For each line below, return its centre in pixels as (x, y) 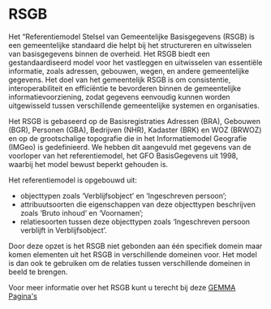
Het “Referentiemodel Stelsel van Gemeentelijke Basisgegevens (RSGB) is (132, 36)
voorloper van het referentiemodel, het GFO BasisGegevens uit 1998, (123, 156)
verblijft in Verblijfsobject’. (63, 230)
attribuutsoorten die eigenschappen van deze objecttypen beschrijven (138, 204)
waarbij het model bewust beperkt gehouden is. (88, 164)
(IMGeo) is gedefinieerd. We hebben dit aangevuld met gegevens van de (130, 147)
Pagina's (23, 296)
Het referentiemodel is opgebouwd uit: (73, 180)
